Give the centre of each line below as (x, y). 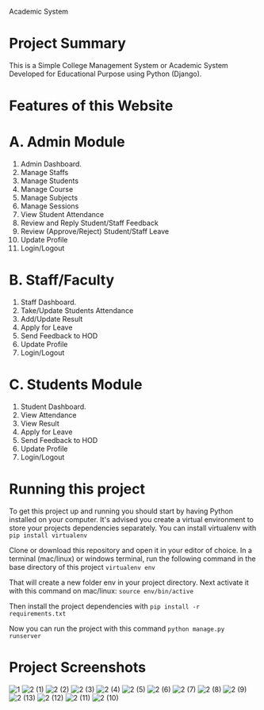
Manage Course (47, 189)
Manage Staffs (44, 173)
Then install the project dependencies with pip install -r (105, 606)
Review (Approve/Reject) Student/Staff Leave (95, 231)
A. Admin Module (67, 142)
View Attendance (48, 414)
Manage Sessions (50, 206)
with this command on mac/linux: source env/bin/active (101, 590)
